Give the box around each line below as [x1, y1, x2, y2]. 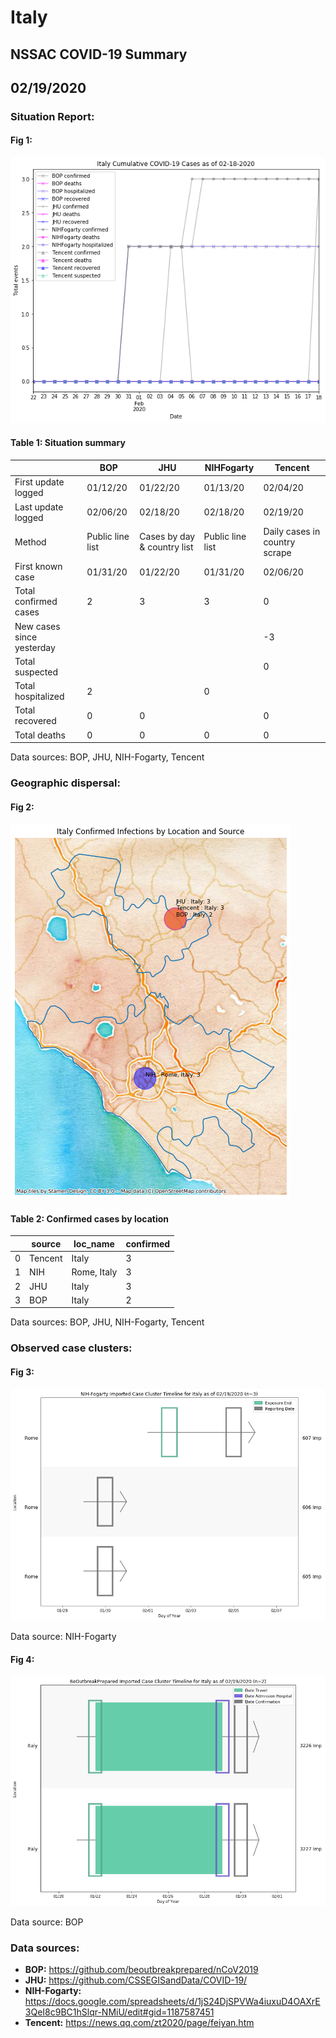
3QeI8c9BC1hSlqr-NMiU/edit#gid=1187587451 [24, 2006, 215, 2018]
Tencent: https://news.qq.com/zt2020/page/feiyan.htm [24, 2017, 255, 2029]
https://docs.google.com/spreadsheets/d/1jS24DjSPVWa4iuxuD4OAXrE [24, 1996, 321, 2008]
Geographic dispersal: [10, 776, 121, 790]
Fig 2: [10, 801, 35, 813]
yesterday [14, 641, 56, 653]
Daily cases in [263, 525, 321, 537]
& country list [139, 541, 194, 553]
